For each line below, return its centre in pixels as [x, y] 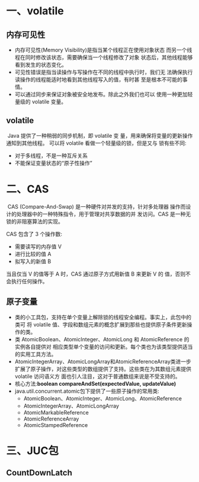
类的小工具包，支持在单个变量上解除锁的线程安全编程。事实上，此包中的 [103, 317]
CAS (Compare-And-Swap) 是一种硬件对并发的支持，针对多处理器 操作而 [97, 206]
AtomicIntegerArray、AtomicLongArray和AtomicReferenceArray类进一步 [103, 361]
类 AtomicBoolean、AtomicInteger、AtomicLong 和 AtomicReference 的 [102, 339]
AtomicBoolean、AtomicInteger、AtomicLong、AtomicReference [103, 398]
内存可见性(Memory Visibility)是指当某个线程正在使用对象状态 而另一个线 [103, 50]
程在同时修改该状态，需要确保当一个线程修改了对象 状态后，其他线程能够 [104, 57]
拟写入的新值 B [33, 261]
